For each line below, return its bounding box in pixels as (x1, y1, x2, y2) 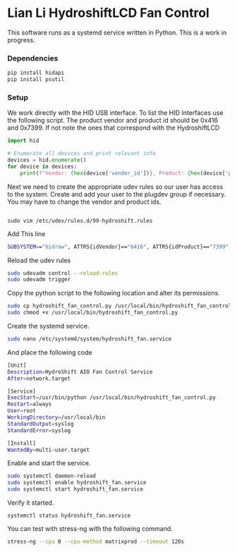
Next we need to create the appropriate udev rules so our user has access (7, 182, 224, 191)
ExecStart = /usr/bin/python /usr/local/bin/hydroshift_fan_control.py (7, 394, 217, 401)
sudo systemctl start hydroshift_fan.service (7, 486, 143, 493)
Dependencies (7, 53, 59, 63)
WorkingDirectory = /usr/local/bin (7, 414, 106, 421)
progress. (7, 35, 35, 44)
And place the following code (7, 348, 93, 357)
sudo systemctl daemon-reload (7, 472, 97, 480)
